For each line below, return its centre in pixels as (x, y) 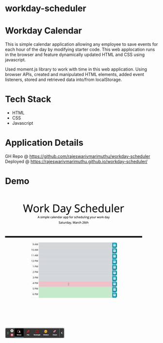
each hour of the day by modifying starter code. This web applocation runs (80, 50)
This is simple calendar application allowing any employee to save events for (81, 44)
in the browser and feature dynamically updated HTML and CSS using (75, 55)
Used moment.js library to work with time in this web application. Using (76, 69)
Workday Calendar (44, 31)
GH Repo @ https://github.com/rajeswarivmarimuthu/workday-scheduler (78, 156)
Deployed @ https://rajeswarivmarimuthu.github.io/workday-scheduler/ (76, 162)
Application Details (44, 143)
